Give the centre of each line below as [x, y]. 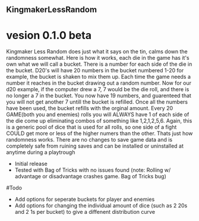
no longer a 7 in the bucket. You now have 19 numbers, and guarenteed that [99, 96]
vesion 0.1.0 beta [49, 35]
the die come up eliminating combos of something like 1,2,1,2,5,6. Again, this [99, 121]
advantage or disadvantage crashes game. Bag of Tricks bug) [90, 177]
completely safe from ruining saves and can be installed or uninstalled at [95, 146]
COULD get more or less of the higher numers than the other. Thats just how [99, 133]
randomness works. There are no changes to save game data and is [89, 140]
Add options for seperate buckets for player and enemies [85, 199]
